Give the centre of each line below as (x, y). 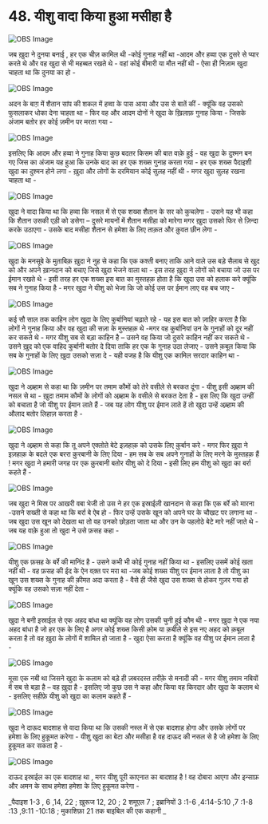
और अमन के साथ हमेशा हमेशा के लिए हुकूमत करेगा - (74, 786)
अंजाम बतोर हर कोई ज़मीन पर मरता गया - (61, 121)
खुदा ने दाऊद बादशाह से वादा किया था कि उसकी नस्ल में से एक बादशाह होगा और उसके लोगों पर (127, 727)
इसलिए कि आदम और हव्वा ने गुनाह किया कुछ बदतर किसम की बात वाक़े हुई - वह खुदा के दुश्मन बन (130, 153)
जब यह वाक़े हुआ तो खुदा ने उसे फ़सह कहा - (64, 530)
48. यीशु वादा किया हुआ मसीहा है (90, 16)
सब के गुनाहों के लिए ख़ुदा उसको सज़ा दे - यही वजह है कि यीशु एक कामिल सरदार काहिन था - (124, 355)
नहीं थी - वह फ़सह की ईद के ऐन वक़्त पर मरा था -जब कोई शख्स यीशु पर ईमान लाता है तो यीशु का (129, 571)
